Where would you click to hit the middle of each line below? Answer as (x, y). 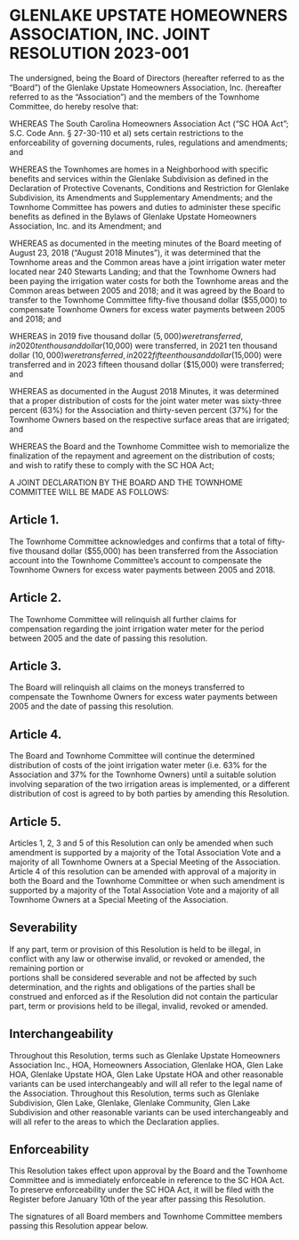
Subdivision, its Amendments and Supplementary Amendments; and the (141, 198)
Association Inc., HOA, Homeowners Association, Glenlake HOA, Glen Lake (146, 1065)
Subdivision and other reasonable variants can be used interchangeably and (149, 1112)
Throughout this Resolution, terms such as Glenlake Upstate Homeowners (145, 1055)
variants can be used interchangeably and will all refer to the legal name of (146, 1083)
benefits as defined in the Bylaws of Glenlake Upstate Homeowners (133, 216)
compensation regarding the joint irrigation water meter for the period (137, 628)
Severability (44, 928)
